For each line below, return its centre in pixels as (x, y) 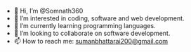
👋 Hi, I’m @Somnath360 (48, 11)
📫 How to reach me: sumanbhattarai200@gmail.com (91, 41)
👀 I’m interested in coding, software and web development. (99, 18)
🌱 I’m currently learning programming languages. (85, 26)
